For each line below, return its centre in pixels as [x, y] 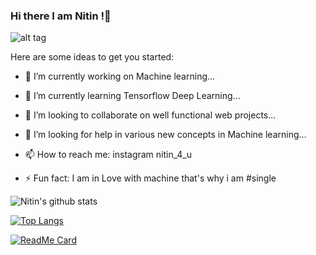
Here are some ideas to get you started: [92, 57]
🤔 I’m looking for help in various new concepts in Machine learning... [165, 135]
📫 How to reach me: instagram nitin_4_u [108, 155]
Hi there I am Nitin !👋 [61, 16]
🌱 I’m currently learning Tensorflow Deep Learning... [132, 96]
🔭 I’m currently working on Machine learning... [120, 76]
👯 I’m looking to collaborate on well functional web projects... [150, 115]
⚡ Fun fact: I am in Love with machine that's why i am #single [150, 178]
